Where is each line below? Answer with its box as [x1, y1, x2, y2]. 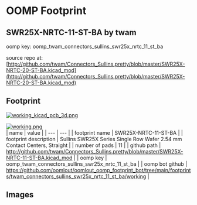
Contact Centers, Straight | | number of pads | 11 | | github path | [6, 142, 161, 149]
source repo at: [6, 54, 43, 61]
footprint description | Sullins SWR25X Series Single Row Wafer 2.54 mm [6, 135, 182, 142]
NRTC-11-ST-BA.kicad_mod [6, 154, 73, 161]
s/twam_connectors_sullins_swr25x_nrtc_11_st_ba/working [6, 173, 147, 180]
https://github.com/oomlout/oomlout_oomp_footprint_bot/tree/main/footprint [6, 166, 191, 173]
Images [6, 190, 34, 200]
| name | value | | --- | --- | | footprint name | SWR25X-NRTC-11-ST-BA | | [6, 129, 184, 136]
